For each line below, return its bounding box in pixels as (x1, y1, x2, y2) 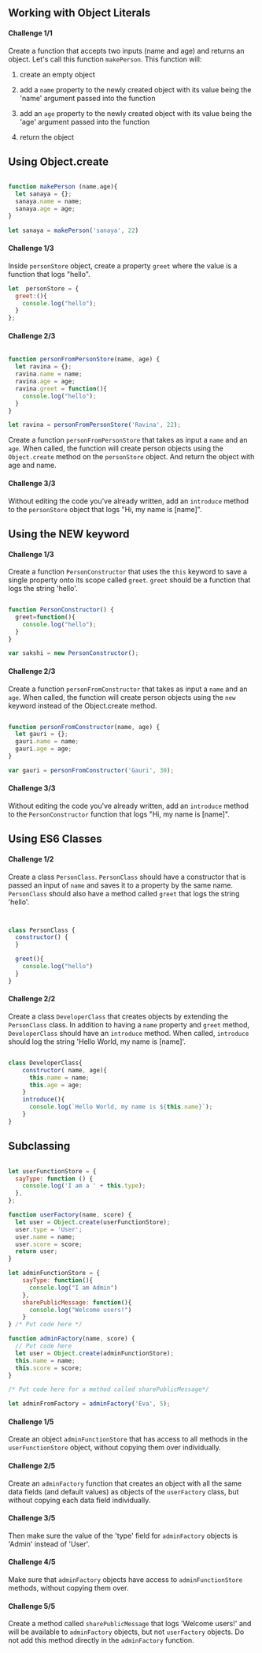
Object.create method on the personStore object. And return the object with (8, 452, 255, 462)
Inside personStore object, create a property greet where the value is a (8, 260, 238, 271)
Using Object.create (8, 155, 109, 168)
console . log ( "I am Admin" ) (28, 1284, 118, 1292)
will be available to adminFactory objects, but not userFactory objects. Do (8, 1627, 245, 1636)
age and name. (8, 461, 57, 470)
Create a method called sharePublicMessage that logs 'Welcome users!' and (8, 1619, 252, 1629)
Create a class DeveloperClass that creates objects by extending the (8, 1012, 229, 1021)
